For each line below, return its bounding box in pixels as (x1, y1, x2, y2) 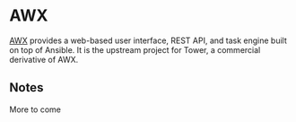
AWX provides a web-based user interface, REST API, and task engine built (9, 35, 287, 46)
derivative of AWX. (9, 54, 79, 65)
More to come (9, 104, 61, 115)
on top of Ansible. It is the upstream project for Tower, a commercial (9, 44, 261, 55)
